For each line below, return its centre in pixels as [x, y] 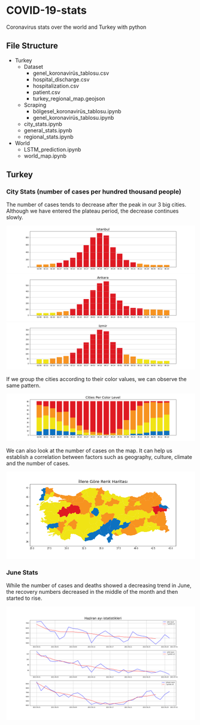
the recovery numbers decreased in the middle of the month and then [92, 592]
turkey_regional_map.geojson [69, 98]
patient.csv [47, 92]
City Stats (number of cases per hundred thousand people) [94, 192]
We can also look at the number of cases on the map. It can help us [89, 451]
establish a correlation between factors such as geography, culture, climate [99, 457]
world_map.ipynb [45, 156]
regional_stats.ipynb [49, 137]
